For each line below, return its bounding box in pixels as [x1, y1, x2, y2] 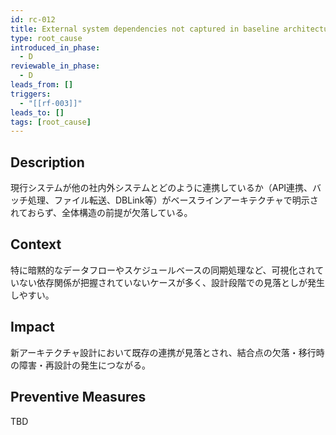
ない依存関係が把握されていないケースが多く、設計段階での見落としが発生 [18, 276, 325, 288]
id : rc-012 [10, 14, 56, 25]
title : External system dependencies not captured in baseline [10, 24, 280, 34]
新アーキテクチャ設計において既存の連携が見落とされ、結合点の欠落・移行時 [10, 346, 325, 358]
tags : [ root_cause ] [10, 117, 92, 127]
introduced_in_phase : [10, 42, 101, 53]
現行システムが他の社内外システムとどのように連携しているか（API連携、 [10, 182, 313, 194]
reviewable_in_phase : [10, 61, 101, 71]
